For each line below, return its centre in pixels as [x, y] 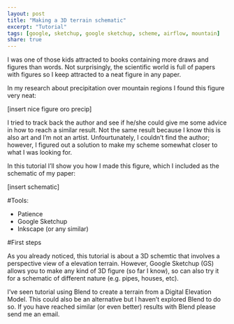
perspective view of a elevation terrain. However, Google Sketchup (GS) [111, 264]
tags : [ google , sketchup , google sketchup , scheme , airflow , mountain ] [114, 33]
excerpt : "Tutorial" [37, 27]
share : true [24, 40]
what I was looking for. [40, 153]
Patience [30, 214]
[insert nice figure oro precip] [50, 109]
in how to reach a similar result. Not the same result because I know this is [114, 130]
